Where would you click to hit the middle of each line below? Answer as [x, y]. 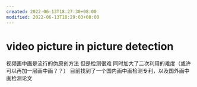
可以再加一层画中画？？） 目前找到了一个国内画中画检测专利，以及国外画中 [98, 71]
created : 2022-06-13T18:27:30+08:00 [51, 12]
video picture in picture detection [90, 46]
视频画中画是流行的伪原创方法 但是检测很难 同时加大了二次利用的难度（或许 [99, 63]
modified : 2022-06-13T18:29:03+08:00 [53, 17]
